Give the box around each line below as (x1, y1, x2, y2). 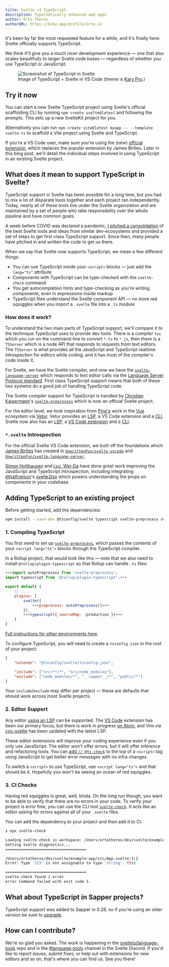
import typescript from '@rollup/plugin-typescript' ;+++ (5, 575, 127, 580)
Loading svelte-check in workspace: (5, 837, 82, 843)
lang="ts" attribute (12, 269, 52, 275)
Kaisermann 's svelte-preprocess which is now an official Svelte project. (5, 398, 154, 404)
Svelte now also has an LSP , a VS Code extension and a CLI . (5, 419, 130, 425)
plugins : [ (14, 593, 37, 598)
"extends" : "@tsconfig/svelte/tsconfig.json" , (14, 660, 114, 665)
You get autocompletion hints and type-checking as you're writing (12, 285, 150, 291)
